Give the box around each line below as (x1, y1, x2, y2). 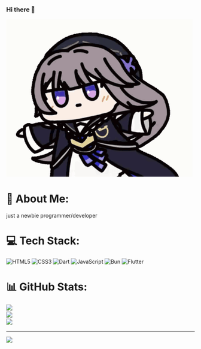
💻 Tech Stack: (6, 234, 80, 248)
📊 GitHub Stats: (6, 280, 88, 294)
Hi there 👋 (6, 5, 36, 14)
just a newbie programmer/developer (6, 212, 98, 219)
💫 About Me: (6, 192, 69, 206)
